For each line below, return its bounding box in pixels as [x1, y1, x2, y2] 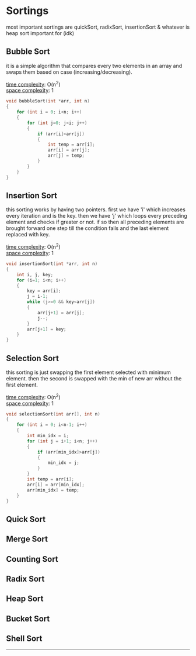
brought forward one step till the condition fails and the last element [6, 225, 169, 232]
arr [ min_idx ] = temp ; [27, 487, 80, 493]
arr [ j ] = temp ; [47, 153, 85, 159]
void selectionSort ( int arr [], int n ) [6, 411, 100, 417]
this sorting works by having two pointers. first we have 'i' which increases [6, 206, 185, 213]
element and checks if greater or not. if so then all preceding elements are [6, 218, 184, 226]
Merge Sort [6, 534, 48, 544]
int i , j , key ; [16, 272, 54, 277]
